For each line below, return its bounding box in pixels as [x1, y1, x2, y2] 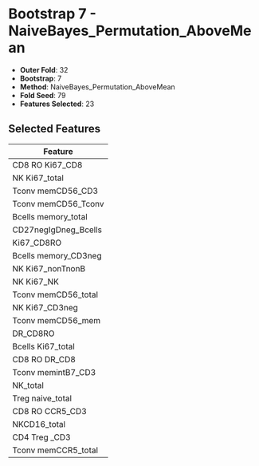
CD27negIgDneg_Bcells [12, 224, 102, 235]
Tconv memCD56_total [12, 289, 98, 300]
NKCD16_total [12, 418, 66, 429]
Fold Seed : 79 [19, 90, 66, 100]
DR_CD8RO [12, 328, 55, 339]
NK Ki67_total [12, 172, 64, 184]
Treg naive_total [12, 393, 73, 404]
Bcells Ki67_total [12, 341, 76, 352]
